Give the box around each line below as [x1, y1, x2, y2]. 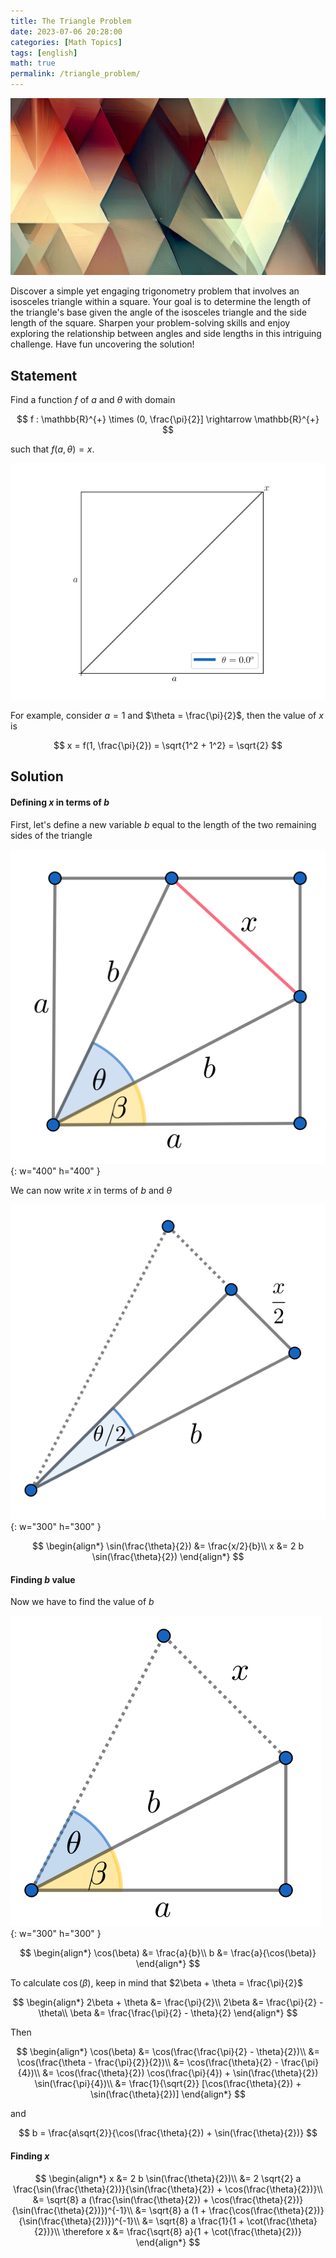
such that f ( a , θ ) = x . [10, 443, 95, 455]
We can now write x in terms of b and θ [10, 1185, 173, 1197]
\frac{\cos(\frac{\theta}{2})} [208, 2204, 325, 2216]
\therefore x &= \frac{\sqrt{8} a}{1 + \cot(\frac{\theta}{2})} [61, 2225, 302, 2237]
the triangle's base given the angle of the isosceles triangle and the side [10, 306, 307, 319]
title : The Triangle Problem [10, 16, 132, 26]
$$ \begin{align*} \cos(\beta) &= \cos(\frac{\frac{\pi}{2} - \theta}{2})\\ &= [16, 2046, 320, 2058]
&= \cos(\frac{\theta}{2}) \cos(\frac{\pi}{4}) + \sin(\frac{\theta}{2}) [42, 2067, 319, 2079]
